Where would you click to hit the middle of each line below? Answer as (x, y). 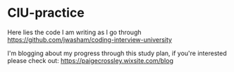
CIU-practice (46, 13)
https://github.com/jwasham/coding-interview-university (90, 39)
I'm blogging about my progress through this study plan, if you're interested (117, 53)
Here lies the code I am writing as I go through (75, 32)
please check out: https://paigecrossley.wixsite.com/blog (91, 60)
